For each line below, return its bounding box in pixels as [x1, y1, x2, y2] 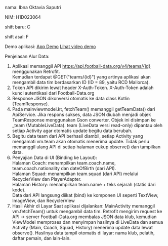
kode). [12, 187, 26, 193]
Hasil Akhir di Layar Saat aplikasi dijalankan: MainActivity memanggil [12, 203, 155, 209]
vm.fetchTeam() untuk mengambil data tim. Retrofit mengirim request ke [12, 209, 162, 214]
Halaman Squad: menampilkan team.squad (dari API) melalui [12, 171, 139, 177]
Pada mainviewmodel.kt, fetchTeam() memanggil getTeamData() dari [12, 106, 155, 112]
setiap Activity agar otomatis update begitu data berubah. [12, 128, 133, 134]
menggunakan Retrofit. [12, 68, 60, 74]
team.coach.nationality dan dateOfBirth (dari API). [12, 166, 116, 171]
